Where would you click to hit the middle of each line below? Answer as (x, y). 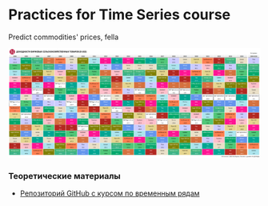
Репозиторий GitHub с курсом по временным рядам (110, 193)
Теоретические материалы (65, 176)
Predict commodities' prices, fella (64, 37)
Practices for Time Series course (120, 15)
